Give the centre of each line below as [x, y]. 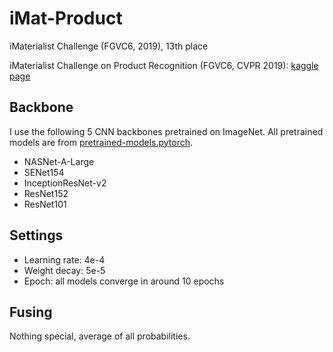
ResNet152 [46, 193]
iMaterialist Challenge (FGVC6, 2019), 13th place [109, 46]
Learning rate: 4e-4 [64, 259]
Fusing [31, 312]
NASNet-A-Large [59, 161]
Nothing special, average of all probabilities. [100, 336]
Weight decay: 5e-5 [64, 270]
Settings [36, 235]
